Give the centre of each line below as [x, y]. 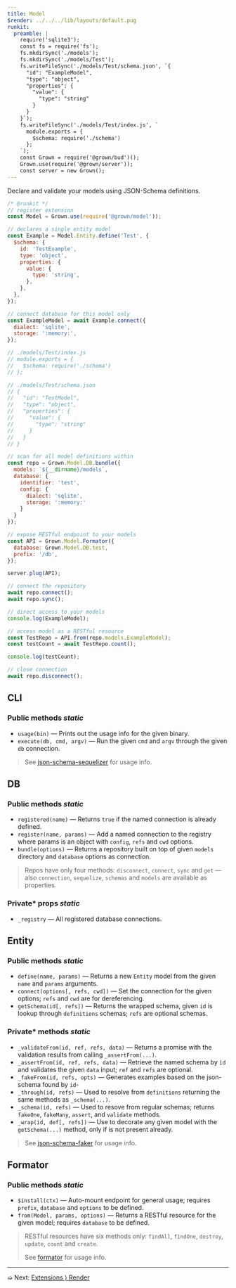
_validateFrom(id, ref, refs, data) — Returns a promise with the [114, 1047]
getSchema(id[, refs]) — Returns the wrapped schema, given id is [115, 1006]
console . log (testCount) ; [44, 657]
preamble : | [31, 33]
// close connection [38, 670]
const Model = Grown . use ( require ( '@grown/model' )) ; [84, 217]
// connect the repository [47, 586]
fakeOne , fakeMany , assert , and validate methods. [89, 1114]
